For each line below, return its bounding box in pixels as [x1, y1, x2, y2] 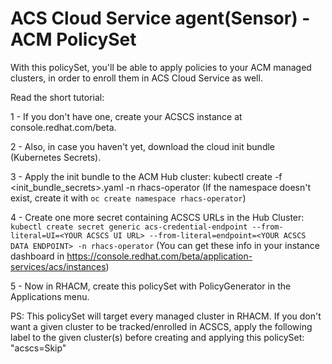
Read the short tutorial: [10, 91, 105, 103]
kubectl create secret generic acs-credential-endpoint [10, 222, 248, 232]
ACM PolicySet [10, 28, 137, 51]
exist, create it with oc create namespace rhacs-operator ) [10, 192, 247, 204]
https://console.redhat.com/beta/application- [66, 250, 253, 262]
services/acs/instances [10, 260, 107, 272]
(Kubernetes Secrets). [10, 151, 102, 163]
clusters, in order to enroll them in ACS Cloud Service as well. [10, 72, 263, 84]
